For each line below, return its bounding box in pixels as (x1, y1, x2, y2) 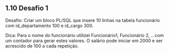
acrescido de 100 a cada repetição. (5, 42, 79, 49)
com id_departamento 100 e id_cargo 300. (5, 22, 94, 28)
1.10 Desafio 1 (5, 4, 49, 12)
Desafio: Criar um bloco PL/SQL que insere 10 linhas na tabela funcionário (5, 17, 160, 23)
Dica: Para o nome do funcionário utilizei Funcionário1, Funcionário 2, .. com (5, 32, 164, 38)
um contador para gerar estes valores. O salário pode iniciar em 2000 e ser (5, 37, 163, 43)
